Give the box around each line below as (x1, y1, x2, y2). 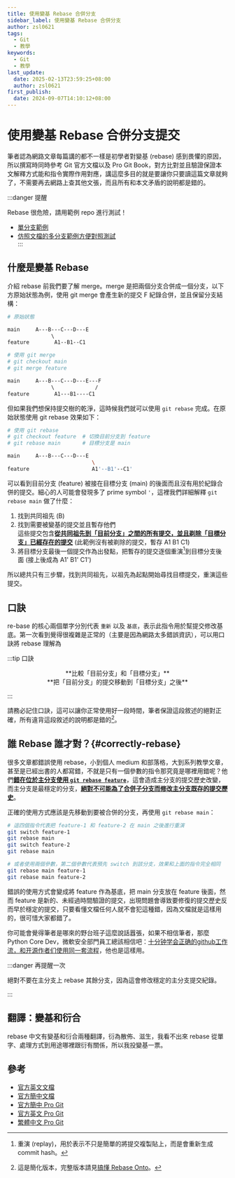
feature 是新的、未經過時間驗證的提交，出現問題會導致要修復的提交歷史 (15, 896, 222, 904)
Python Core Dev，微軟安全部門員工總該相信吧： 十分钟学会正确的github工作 (7, 937, 228, 946)
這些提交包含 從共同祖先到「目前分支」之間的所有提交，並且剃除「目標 (17, 529, 220, 537)
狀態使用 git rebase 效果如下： (13, 413, 101, 421)
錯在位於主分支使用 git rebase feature (13, 775, 127, 784)
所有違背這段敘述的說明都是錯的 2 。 (19, 714, 121, 723)
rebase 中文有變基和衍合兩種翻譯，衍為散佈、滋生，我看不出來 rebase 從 (7, 1032, 218, 1040)
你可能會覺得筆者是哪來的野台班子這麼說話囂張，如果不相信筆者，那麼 (7, 928, 210, 937)
